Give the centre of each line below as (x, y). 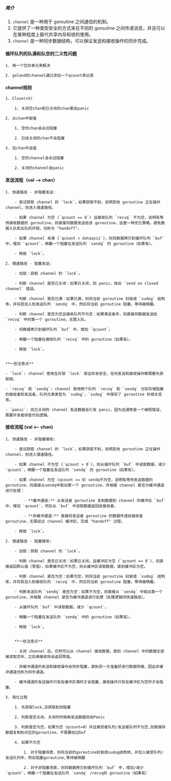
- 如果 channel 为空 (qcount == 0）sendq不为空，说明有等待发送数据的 (84, 480)
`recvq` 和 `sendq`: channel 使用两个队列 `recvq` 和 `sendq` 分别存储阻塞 (87, 389)
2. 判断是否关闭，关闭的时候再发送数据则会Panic (60, 717)
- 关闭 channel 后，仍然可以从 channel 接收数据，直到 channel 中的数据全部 (89, 651)
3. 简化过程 (17, 697)
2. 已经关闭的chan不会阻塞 (40, 138)
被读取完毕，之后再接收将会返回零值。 (40, 657)
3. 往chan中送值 (21, 148)
